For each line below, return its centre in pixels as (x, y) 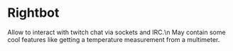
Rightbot (33, 13)
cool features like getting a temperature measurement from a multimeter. (114, 39)
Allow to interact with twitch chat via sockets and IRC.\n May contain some (116, 32)
